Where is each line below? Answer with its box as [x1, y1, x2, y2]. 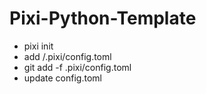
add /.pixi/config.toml [23, 50, 112, 62]
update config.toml [23, 72, 102, 84]
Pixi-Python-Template [9, 7, 197, 30]
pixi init [23, 40, 54, 52]
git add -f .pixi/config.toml [23, 61, 132, 73]
